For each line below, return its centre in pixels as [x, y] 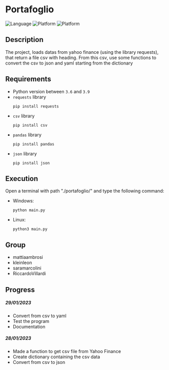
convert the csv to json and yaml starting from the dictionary [69, 63]
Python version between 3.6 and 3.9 [51, 91]
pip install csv [30, 125]
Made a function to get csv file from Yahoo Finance [67, 351]
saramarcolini [27, 268]
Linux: [19, 220]
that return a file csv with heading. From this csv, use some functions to [81, 57]
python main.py [29, 210]
